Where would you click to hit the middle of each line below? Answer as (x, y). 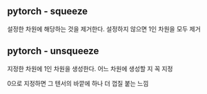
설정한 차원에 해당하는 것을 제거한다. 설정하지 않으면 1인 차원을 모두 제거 (104, 29)
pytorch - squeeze (48, 11)
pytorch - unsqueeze (53, 51)
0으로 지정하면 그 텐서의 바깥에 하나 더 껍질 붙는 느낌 (78, 83)
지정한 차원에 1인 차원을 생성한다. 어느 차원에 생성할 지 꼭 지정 (90, 68)
